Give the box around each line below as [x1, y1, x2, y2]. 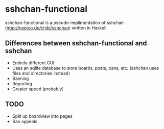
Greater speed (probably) [12, 86, 64, 92]
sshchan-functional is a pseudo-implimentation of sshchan [5, 20, 124, 26]
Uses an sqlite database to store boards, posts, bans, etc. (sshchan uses [12, 65, 159, 71]
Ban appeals [12, 118, 38, 124]
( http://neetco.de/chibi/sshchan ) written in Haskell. [5, 25, 108, 30]
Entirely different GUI [12, 60, 55, 66]
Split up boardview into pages [12, 113, 72, 119]
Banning [12, 75, 29, 81]
